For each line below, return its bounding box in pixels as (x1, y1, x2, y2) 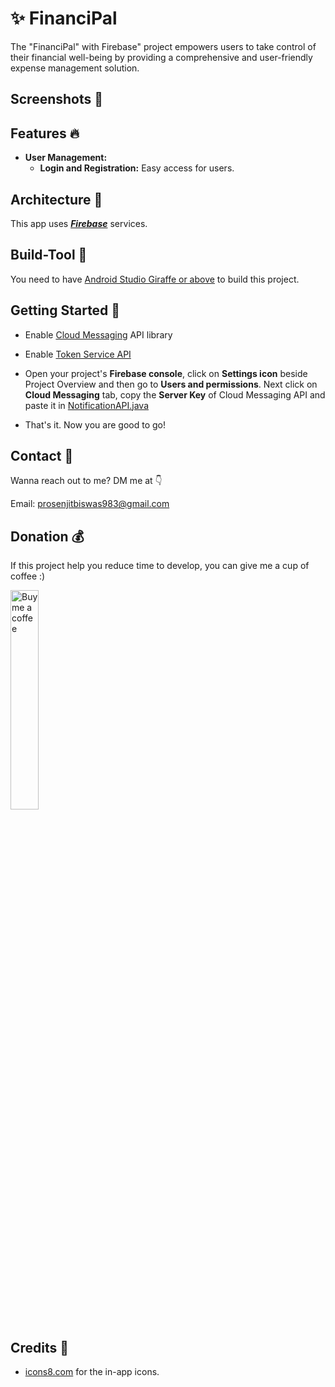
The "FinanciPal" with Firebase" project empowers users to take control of (10, 40, 317, 52)
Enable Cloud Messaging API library (24, 328, 173, 341)
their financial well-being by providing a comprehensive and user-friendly (10, 51, 313, 63)
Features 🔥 (10, 125, 80, 142)
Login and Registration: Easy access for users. (39, 162, 235, 174)
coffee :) (10, 570, 46, 582)
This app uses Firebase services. (10, 217, 148, 229)
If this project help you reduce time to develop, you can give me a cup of (10, 560, 310, 572)
